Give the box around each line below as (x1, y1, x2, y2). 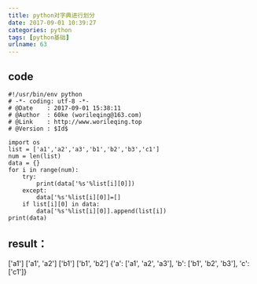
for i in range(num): (8, 166, 79, 173)
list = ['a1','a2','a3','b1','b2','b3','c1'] (8, 145, 160, 153)
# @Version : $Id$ (8, 125, 68, 133)
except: (22, 186, 47, 195)
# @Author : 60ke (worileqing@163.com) (8, 111, 143, 118)
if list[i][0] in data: (22, 200, 101, 208)
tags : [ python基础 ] (8, 33, 70, 42)
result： (8, 237, 49, 251)
